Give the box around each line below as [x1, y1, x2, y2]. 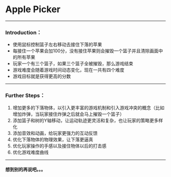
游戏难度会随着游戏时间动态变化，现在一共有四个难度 [12, 67, 125, 73]
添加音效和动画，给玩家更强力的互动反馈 [12, 130, 98, 136]
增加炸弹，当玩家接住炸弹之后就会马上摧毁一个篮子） [12, 111, 125, 117]
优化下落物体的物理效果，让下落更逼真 [12, 136, 93, 142]
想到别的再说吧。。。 [5, 166, 46, 172]
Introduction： [5, 29, 42, 36]
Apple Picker [5, 4, 61, 15]
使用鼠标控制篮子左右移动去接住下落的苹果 [12, 42, 102, 48]
